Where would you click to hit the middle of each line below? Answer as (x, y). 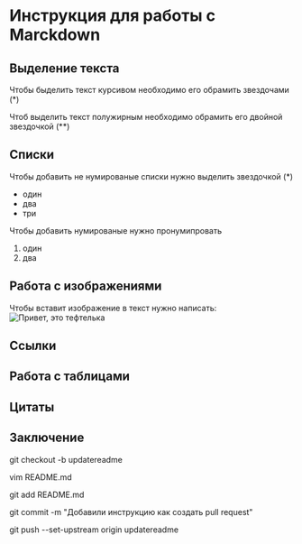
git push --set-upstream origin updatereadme (94, 530)
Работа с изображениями (86, 286)
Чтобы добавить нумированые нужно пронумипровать (116, 230)
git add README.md (47, 494)
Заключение (47, 438)
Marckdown (55, 35)
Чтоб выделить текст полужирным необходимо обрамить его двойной (146, 117)
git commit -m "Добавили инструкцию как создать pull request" (131, 512)
